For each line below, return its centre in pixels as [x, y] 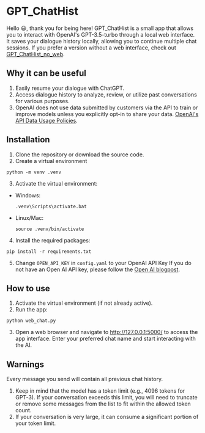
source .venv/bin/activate [50, 229]
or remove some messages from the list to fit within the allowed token [103, 404]
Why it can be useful [47, 74]
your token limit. [35, 423]
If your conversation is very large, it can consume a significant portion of [107, 417]
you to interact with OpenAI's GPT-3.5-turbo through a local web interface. [100, 34]
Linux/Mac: [29, 217]
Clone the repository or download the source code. [80, 155]
